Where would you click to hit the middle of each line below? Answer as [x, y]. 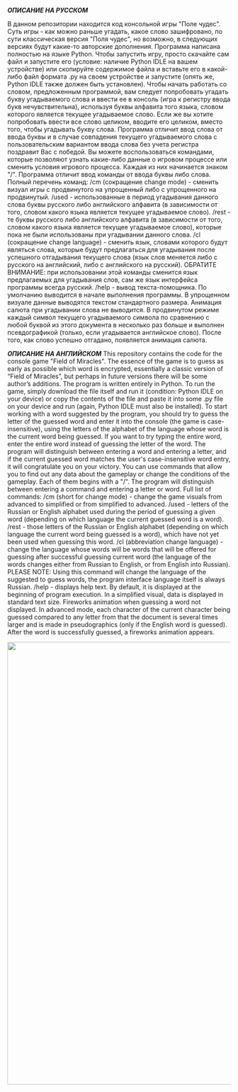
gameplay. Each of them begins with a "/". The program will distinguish [111, 482]
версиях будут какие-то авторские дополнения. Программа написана [114, 46]
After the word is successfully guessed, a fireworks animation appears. [111, 632]
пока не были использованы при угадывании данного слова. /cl [104, 234]
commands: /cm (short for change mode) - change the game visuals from [115, 496]
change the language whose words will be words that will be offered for [112, 549]
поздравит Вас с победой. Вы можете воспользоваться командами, [111, 152]
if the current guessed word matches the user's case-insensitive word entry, [119, 459]
